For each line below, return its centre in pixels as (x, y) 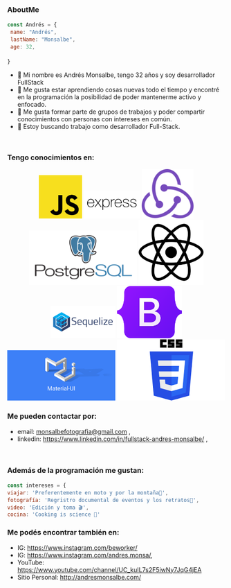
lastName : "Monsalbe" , (43, 40)
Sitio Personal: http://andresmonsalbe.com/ (79, 577)
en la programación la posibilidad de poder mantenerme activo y (109, 97)
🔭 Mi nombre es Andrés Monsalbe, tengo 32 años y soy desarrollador (116, 75)
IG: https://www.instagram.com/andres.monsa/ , (85, 555)
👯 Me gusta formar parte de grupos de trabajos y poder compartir (111, 112)
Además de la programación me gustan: (76, 470)
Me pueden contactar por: (52, 416)
